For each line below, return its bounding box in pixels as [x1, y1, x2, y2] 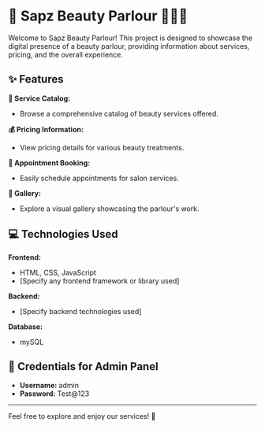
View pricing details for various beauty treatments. [19, 142, 185, 152]
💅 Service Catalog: [8, 94, 71, 103]
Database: [8, 322, 43, 331]
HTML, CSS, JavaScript [19, 268, 97, 277]
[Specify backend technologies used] [19, 306, 142, 316]
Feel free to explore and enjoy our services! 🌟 [8, 412, 156, 421]
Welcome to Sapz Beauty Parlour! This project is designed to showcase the [8, 33, 253, 43]
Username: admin [19, 381, 79, 390]
